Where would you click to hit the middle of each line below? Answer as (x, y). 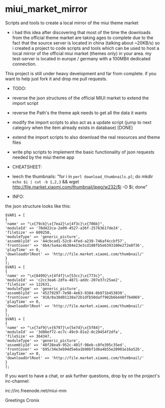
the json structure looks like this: (38, 206)
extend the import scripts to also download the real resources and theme (86, 137)
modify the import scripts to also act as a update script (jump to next (82, 122)
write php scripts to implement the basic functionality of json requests (83, 152)
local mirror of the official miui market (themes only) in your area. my (82, 53)
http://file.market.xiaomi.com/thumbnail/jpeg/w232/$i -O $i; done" (80, 187)
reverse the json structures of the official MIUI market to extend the (81, 98)
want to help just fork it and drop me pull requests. (56, 79)
